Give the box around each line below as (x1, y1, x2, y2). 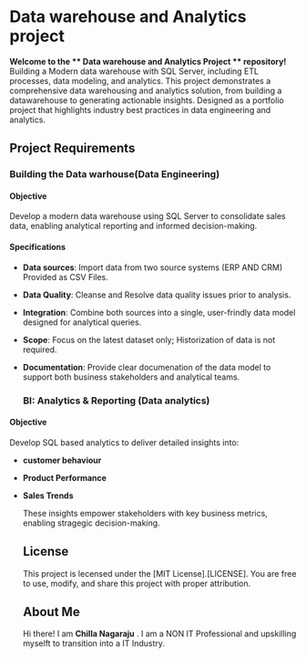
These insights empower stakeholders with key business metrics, (22, 507, 269, 518)
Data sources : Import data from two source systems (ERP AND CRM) (22, 262, 283, 273)
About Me (22, 604, 80, 620)
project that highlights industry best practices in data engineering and (9, 104, 271, 115)
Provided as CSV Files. (22, 271, 109, 282)
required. (22, 344, 57, 355)
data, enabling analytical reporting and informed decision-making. (9, 221, 258, 232)
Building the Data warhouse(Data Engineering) (9, 168, 220, 181)
